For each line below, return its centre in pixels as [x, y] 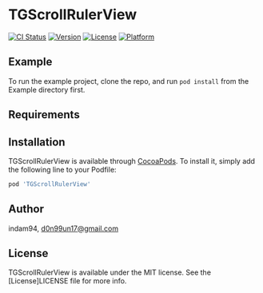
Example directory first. [47, 89]
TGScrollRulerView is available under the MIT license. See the [110, 272]
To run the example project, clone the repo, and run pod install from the [129, 81]
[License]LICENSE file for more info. [68, 281]
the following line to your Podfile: [63, 169]
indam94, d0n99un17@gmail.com [63, 228]
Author [26, 209]
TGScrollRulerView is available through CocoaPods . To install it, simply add [132, 160]
